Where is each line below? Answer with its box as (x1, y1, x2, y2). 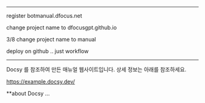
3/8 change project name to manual (6, 36, 96, 43)
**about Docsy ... (6, 90, 50, 97)
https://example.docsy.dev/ (6, 78, 75, 85)
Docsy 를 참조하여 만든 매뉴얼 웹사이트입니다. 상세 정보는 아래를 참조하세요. (6, 66, 187, 73)
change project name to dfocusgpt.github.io (6, 24, 117, 31)
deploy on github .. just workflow (6, 48, 89, 55)
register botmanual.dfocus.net (6, 12, 82, 19)
